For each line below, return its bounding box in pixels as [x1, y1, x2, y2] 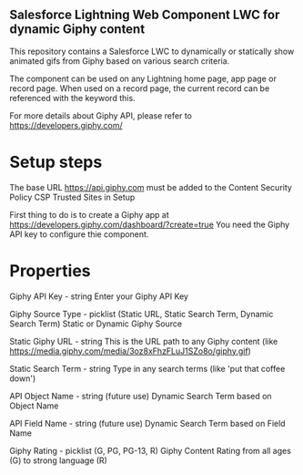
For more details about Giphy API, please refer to [9, 109, 193, 121]
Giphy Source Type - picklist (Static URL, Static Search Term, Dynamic [9, 308, 274, 319]
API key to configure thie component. [9, 228, 149, 240]
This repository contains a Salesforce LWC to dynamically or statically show [9, 46, 295, 57]
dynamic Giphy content [9, 22, 146, 37]
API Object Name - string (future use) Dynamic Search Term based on [9, 390, 272, 401]
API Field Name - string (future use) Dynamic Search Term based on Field [9, 418, 286, 429]
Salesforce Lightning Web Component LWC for [9, 7, 280, 23]
